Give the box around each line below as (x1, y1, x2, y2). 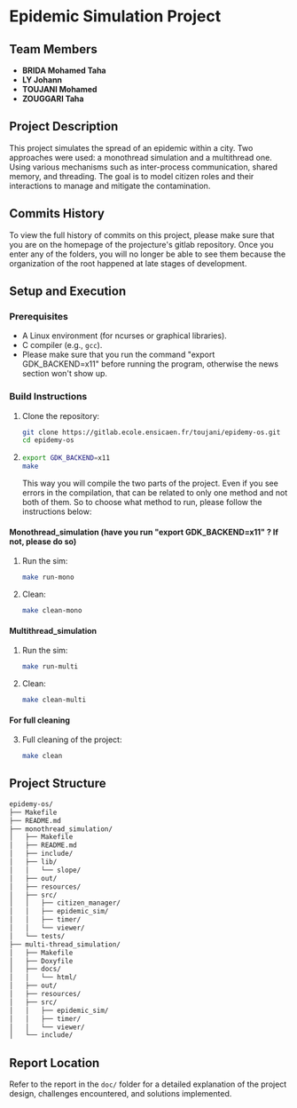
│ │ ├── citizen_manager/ (9, 898, 121, 907)
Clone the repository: (21, 410, 100, 421)
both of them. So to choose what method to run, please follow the (21, 497, 262, 508)
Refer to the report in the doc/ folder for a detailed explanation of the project (9, 1079, 287, 1089)
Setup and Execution (9, 284, 127, 299)
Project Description (9, 119, 119, 134)
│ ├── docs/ (9, 965, 62, 974)
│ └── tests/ (9, 931, 66, 940)
